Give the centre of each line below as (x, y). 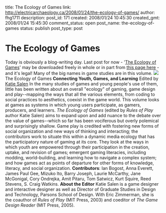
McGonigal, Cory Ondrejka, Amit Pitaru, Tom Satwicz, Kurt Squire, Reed (78, 179)
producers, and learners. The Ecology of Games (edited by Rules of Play (79, 110)
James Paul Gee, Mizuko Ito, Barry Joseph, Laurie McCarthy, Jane (73, 173)
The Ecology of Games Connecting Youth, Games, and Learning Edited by (82, 78)
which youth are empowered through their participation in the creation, (77, 147)
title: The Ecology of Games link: (38, 7)
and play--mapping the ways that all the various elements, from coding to (80, 94)
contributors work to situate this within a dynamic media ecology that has (80, 137)
